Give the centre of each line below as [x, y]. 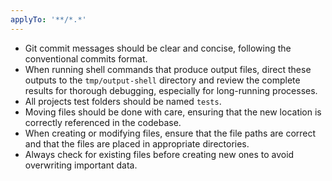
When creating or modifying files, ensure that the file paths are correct [170, 133]
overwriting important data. [81, 165]
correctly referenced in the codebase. [103, 122]
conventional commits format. [86, 58]
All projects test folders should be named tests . [123, 101]
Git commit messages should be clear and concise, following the [158, 48]
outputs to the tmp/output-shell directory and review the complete [162, 80]
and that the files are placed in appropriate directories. [137, 143]
